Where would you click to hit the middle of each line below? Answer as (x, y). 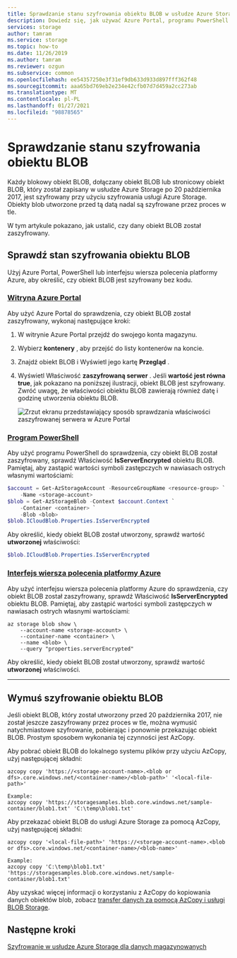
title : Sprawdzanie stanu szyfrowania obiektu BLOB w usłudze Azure (110, 14)
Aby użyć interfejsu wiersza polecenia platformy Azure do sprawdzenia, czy (118, 588)
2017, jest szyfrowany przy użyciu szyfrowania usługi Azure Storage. (107, 197)
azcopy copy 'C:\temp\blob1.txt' (56, 867)
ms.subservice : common (41, 73)
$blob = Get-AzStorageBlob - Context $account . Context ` (91, 501)
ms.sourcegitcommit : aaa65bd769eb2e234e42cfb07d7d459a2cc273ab (102, 86)
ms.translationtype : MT (42, 92)
